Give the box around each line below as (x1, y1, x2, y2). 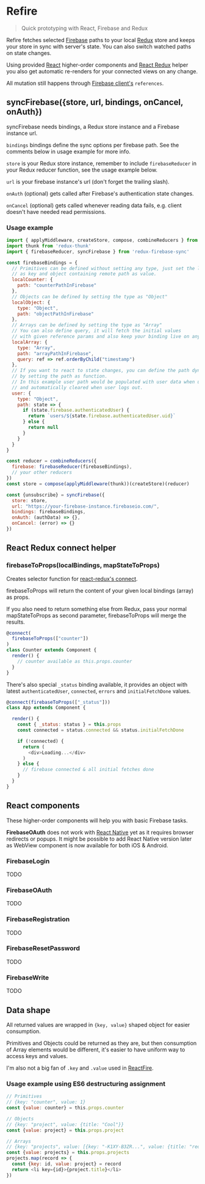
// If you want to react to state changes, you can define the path (12, 368, 190, 374)
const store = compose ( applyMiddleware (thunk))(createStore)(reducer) (6, 481, 190, 487)
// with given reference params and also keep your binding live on (12, 334, 190, 340)
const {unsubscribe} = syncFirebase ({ (6, 492, 105, 498)
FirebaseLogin (6, 857, 50, 865)
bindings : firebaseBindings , (12, 509, 86, 515)
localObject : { (12, 299, 51, 305)
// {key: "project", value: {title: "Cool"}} (6, 1121, 124, 1128)
